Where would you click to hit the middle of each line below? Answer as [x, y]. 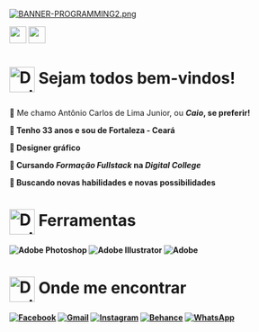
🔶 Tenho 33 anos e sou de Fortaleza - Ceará [92, 130]
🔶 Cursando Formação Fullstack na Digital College [105, 166]
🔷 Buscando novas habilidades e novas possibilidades [112, 183]
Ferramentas [87, 221]
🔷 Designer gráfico [45, 148]
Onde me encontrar [112, 288]
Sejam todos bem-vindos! [137, 79]
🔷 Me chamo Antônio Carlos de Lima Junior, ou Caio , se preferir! [130, 113]
